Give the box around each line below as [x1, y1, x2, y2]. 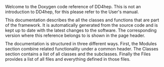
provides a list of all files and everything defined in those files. [5, 56, 131, 62]
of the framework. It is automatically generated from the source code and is [5, 22, 158, 28]
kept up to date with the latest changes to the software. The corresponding [5, 28, 157, 33]
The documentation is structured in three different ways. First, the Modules [5, 41, 157, 47]
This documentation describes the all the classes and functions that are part [5, 17, 160, 23]
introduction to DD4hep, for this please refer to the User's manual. [5, 9, 139, 15]
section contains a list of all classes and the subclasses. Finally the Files [5, 51, 151, 57]
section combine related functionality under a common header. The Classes [5, 46, 159, 51]
